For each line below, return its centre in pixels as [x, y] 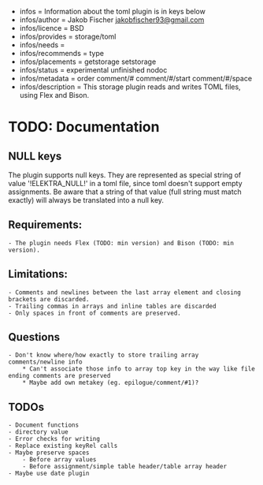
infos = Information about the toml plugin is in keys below [113, 11]
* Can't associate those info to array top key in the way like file [139, 369]
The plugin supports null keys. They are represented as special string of [125, 175]
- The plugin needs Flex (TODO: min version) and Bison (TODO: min [121, 243]
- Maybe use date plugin [49, 474]
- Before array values [59, 460]
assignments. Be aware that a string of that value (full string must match [125, 192]
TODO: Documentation [84, 127]
